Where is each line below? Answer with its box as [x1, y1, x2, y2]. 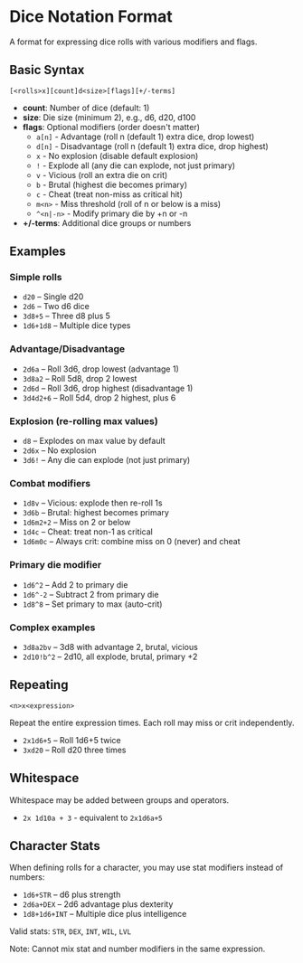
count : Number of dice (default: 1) [22, 102, 150, 113]
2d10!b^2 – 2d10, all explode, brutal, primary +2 [22, 651, 198, 662]
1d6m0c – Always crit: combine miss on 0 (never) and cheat [22, 536, 241, 547]
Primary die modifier [9, 559, 102, 571]
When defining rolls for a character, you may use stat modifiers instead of [9, 862, 283, 873]
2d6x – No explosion [22, 445, 97, 456]
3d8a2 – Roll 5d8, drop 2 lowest [22, 373, 137, 383]
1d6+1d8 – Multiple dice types [22, 320, 131, 331]
